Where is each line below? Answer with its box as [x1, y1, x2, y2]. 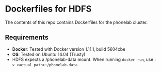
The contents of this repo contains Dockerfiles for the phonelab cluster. [5, 19, 148, 25]
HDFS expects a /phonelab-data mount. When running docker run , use [12, 57, 154, 62]
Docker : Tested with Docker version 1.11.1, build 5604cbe [12, 46, 126, 52]
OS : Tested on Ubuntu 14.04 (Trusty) [12, 51, 86, 57]
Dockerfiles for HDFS [5, 3, 92, 14]
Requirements [5, 33, 48, 42]
